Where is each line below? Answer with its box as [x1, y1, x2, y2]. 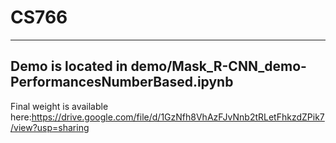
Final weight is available [10, 100, 109, 112]
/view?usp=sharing [10, 121, 90, 133]
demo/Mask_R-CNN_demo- [130, 58, 307, 75]
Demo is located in [10, 58, 128, 75]
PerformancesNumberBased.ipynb [10, 74, 234, 91]
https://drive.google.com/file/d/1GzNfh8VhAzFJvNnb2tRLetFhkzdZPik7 [31, 111, 325, 123]
